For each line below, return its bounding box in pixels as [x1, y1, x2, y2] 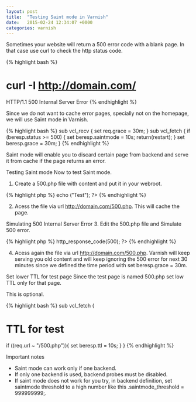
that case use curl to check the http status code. [6, 47, 123, 54]
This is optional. [6, 291, 44, 298]
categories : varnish [6, 25, 57, 31]
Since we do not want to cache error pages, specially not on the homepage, [6, 110, 189, 117]
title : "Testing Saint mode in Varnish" [6, 14, 109, 20]
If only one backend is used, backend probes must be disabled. [14, 371, 168, 378]
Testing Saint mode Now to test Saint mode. [6, 169, 112, 176]
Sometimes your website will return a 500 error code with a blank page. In [6, 41, 185, 48]
